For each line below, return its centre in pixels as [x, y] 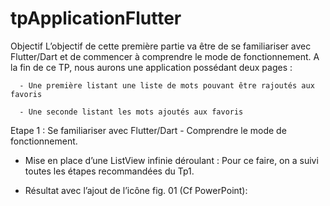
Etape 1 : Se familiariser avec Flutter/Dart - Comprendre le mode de [148, 130]
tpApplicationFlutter [96, 18]
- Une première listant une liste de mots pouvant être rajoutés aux [167, 85]
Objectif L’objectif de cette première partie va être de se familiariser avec [161, 46]
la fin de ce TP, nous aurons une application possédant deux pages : [151, 67]
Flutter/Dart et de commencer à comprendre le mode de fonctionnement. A [165, 56]
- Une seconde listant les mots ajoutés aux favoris [131, 112]
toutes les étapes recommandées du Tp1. [109, 171]
